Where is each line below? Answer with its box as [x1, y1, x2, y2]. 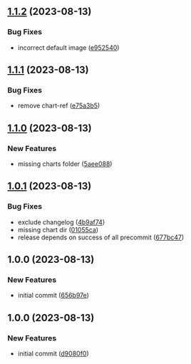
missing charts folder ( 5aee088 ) [17, 160, 113, 168]
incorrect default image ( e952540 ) [17, 43, 120, 52]
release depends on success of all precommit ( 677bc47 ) [17, 233, 185, 241]
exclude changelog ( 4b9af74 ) [17, 217, 105, 227]
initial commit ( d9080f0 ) [17, 349, 89, 358]
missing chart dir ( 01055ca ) [17, 225, 98, 234]
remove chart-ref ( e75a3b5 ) [17, 101, 100, 110]
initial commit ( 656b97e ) [17, 291, 89, 300]
